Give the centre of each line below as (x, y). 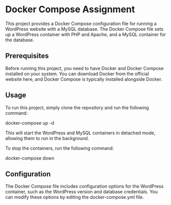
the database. (20, 40)
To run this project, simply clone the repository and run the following (77, 107)
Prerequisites (27, 56)
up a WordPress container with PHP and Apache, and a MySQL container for (86, 34)
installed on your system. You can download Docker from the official (77, 74)
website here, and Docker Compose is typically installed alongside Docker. (84, 79)
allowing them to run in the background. (47, 138)
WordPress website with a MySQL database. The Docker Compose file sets (84, 29)
